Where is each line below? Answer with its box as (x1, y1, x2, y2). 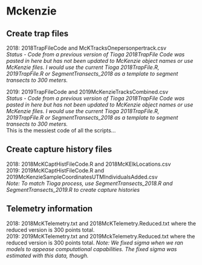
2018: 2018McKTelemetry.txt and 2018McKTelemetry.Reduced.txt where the (6, 220, 197, 227)
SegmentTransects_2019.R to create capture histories (6, 186, 140, 193)
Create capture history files (6, 144, 112, 155)
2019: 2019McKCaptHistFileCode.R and (6, 166, 105, 174)
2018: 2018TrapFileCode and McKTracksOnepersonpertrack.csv (6, 44, 167, 51)
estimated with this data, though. (6, 252, 89, 259)
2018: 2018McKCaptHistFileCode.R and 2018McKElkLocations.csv (6, 160, 171, 168)
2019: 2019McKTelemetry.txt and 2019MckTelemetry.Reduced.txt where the (6, 232, 195, 240)
